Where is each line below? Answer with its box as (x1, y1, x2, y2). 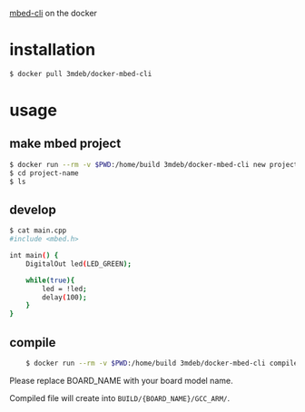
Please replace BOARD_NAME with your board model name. (9, 375, 233, 386)
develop (9, 201, 56, 217)
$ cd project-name (9, 168, 79, 178)
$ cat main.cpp (9, 226, 67, 235)
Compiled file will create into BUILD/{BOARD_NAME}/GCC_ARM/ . (9, 392, 231, 403)
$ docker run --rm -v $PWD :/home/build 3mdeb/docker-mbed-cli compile (25, 358, 299, 368)
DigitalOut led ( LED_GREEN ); (25, 259, 132, 269)
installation (9, 40, 96, 60)
